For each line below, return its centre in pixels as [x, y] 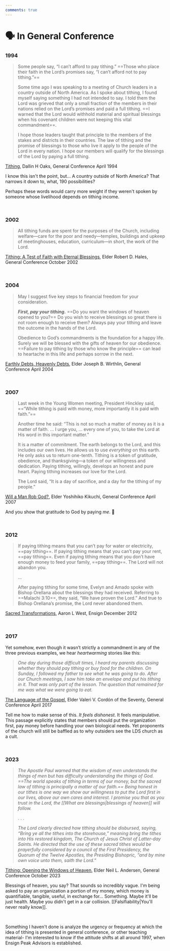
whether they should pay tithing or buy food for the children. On [84, 668]
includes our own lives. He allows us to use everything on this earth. [89, 450]
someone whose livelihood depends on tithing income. [62, 197]
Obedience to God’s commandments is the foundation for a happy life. [91, 338]
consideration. [33, 302]
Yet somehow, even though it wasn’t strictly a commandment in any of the [82, 647]
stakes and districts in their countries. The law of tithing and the [84, 140]
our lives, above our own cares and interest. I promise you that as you [91, 797]
